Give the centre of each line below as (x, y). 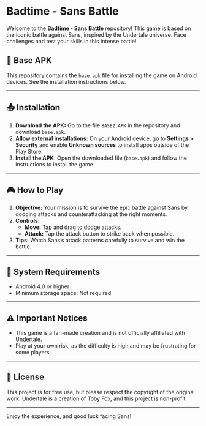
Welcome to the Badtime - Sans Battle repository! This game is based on (99, 28)
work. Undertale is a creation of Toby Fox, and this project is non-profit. (97, 398)
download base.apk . (40, 132)
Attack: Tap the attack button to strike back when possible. (99, 234)
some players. (33, 352)
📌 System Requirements (53, 271)
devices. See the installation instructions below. (67, 81)
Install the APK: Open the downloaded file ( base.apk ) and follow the (101, 158)
